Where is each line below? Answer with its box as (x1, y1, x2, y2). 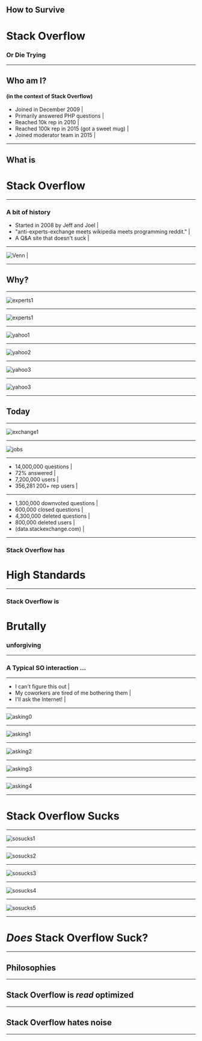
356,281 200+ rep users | (14, 482, 78, 489)
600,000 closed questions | (14, 506, 84, 513)
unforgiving (6, 641, 41, 649)
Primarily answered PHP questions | (14, 112, 104, 119)
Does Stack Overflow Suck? (6, 931, 148, 945)
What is (6, 154, 36, 165)
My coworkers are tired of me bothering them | (14, 689, 131, 696)
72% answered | (14, 469, 56, 476)
